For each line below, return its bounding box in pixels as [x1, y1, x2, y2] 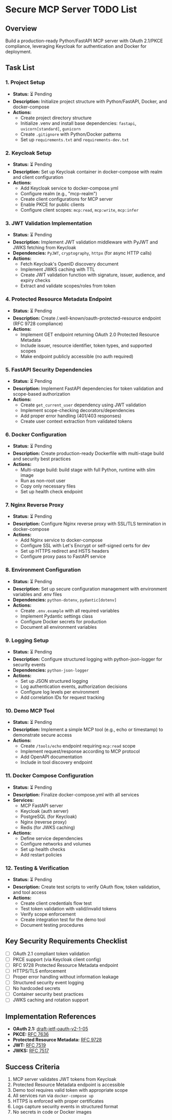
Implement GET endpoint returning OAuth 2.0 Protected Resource [20, 331, 160, 338]
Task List [5, 63, 35, 72]
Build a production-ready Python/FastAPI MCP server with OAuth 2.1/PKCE [5, 38, 163, 44]
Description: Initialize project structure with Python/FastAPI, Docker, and [12, 98, 167, 104]
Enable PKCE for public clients [20, 201, 85, 208]
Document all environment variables [20, 624, 97, 630]
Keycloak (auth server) [20, 808, 69, 814]
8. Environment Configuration [5, 566, 81, 573]
